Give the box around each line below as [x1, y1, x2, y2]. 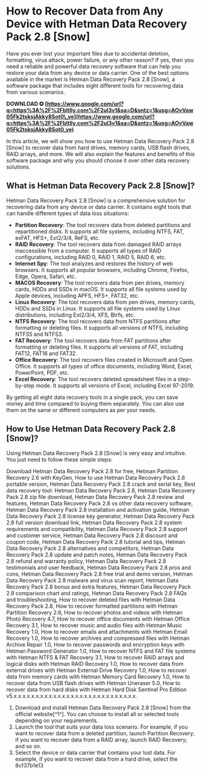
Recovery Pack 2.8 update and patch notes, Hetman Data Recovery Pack [6, 551, 188, 558]
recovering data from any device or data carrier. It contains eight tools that [6, 203, 192, 210]
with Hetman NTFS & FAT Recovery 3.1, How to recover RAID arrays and [6, 654, 185, 661]
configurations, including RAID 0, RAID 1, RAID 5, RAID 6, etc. [14, 253, 166, 260]
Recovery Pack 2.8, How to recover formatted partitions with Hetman [6, 602, 178, 610]
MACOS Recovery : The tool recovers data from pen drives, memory [14, 279, 185, 286]
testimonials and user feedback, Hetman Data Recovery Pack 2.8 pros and [6, 564, 191, 571]
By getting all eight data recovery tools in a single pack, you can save [6, 393, 178, 401]
